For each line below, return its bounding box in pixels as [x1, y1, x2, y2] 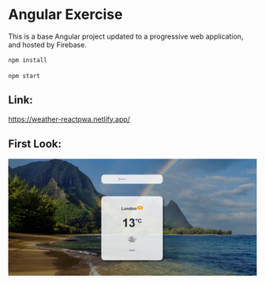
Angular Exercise [8, 6, 123, 24]
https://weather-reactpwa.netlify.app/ [8, 114, 130, 124]
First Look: [8, 137, 62, 151]
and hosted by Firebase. [8, 39, 87, 49]
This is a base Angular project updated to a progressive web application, [8, 32, 244, 41]
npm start [8, 72, 41, 80]
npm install [8, 56, 47, 64]
